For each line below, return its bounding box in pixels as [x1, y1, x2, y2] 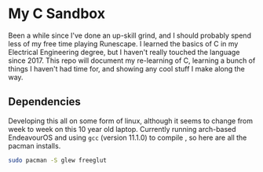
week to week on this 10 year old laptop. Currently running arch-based [8, 124, 237, 134]
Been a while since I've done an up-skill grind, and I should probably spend [8, 31, 251, 40]
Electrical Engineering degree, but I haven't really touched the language [8, 47, 240, 57]
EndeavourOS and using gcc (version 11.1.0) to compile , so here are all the [8, 133, 247, 142]
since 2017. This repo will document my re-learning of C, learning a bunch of [8, 56, 256, 65]
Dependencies [8, 95, 81, 108]
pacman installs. [8, 141, 61, 150]
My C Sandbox [8, 5, 106, 23]
